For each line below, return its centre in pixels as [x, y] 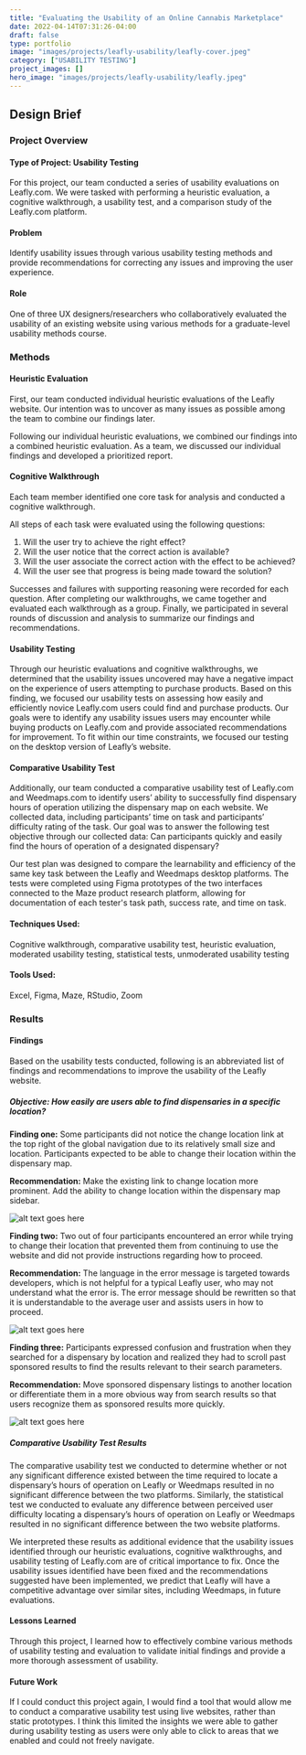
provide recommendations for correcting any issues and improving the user [152, 262]
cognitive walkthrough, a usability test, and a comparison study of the [141, 202]
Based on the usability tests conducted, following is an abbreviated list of [147, 1061]
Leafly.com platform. [48, 212]
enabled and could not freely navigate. [82, 1741]
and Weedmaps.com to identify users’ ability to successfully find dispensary [153, 797]
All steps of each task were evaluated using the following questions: [137, 524]
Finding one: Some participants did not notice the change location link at [147, 1134]
